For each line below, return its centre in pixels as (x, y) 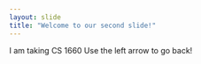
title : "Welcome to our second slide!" (83, 25)
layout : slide (35, 17)
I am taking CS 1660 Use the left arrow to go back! (101, 50)
